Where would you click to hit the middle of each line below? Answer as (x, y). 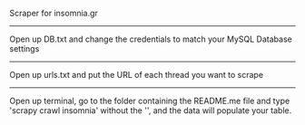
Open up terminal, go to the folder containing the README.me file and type (150, 101)
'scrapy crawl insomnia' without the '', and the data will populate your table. (151, 111)
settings (25, 48)
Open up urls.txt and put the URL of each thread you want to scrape (137, 75)
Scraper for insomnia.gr (54, 13)
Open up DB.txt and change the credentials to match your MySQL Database (151, 39)
